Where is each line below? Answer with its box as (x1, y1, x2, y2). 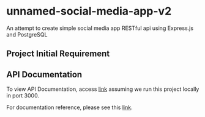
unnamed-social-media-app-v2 (6, 4, 172, 18)
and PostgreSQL (6, 30, 48, 38)
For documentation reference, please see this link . (6, 104, 133, 111)
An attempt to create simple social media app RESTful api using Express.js (6, 24, 194, 32)
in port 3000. (6, 92, 40, 99)
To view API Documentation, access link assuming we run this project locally (6, 85, 199, 93)
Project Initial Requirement (6, 49, 110, 59)
